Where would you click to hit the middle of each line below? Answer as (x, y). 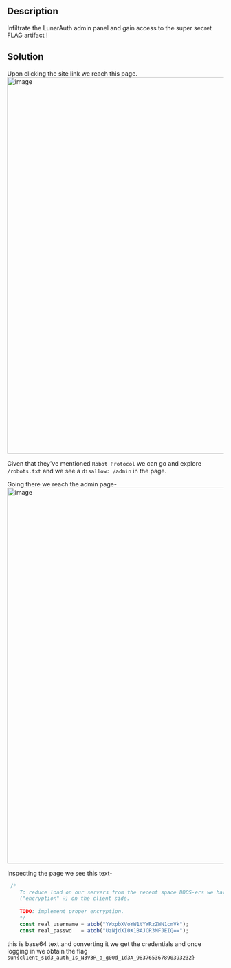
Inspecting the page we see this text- (60, 873)
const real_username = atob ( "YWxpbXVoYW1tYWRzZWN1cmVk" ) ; (104, 924)
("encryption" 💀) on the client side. (75, 899)
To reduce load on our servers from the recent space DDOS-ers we (117, 892)
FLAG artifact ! (27, 35)
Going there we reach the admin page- (62, 484)
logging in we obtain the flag (47, 951)
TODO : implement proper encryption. (72, 912)
